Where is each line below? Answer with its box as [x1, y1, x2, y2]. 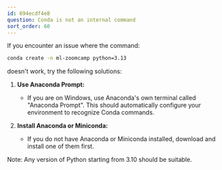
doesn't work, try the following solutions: [7, 67, 122, 75]
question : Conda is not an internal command [7, 16, 136, 23]
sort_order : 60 [7, 23, 51, 29]
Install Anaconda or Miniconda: [16, 121, 108, 130]
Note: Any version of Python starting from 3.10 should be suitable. [7, 156, 193, 164]
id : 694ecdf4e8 [7, 10, 51, 17]
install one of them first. [27, 142, 94, 151]
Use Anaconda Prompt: [16, 80, 85, 89]
